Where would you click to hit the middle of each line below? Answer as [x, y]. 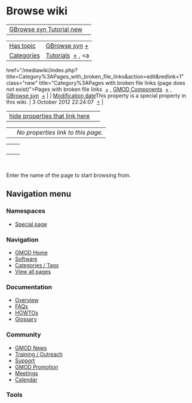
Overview [27, 300]
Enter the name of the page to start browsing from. [69, 175]
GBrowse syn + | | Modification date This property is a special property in [96, 95]
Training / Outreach [39, 354]
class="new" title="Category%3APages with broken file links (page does [96, 83]
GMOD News [31, 347]
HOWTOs [27, 313]
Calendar [26, 379]
